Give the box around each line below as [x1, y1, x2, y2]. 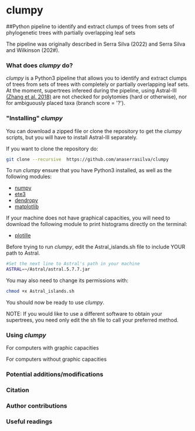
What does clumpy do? [6, 61, 73, 69]
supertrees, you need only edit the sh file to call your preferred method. [6, 317, 179, 324]
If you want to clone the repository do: [6, 145, 98, 152]
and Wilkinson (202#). [6, 46, 60, 53]
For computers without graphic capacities [6, 355, 107, 363]
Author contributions [6, 402, 67, 410]
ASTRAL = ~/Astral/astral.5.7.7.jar [6, 266, 91, 272]
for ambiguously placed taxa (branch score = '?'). [6, 100, 126, 107]
